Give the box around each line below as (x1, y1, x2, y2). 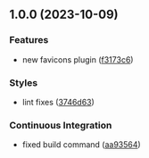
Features (9, 34, 49, 46)
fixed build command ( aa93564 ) (21, 139, 141, 150)
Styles (9, 76, 38, 88)
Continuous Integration (9, 119, 112, 131)
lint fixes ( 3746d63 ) (21, 96, 95, 107)
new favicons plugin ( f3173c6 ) (21, 54, 134, 65)
